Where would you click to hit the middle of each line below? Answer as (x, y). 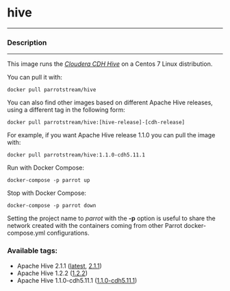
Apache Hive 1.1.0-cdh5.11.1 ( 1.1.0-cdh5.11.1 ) (77, 280)
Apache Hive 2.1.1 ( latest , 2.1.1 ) (60, 266)
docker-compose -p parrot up (49, 181)
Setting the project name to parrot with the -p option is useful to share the (111, 218)
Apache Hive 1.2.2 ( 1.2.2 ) (52, 273)
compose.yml (26, 233)
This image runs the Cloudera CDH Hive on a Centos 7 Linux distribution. (110, 64)
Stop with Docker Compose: (47, 193)
